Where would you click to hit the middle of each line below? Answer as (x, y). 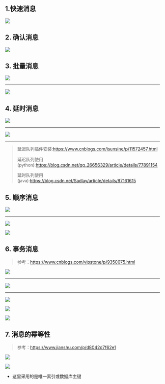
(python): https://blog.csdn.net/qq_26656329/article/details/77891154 (87, 165)
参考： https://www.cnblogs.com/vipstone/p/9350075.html (76, 262)
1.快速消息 (21, 9)
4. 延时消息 (22, 108)
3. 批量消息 (22, 66)
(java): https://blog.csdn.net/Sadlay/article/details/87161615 (76, 181)
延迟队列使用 (30, 160)
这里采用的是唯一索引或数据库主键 (47, 376)
